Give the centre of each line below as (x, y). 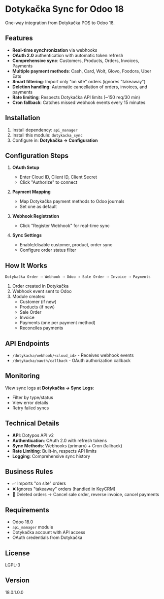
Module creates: (29, 297)
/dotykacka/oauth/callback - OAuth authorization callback (71, 360)
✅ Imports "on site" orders (39, 483)
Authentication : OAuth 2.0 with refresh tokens (60, 440)
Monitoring (23, 376)
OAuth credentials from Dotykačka (47, 537)
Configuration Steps (37, 155)
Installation (23, 118)
